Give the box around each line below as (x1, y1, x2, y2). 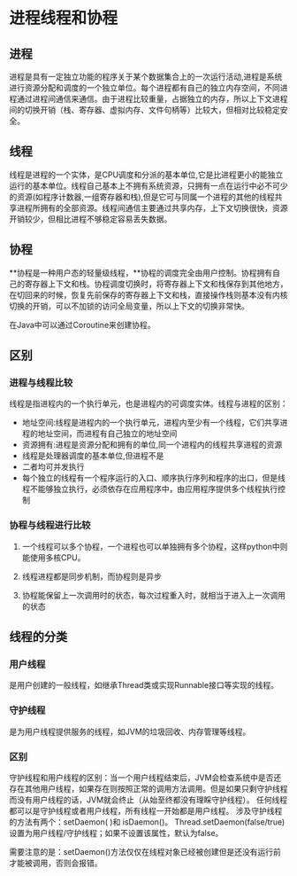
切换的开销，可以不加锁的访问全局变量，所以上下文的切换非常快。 (9, 301, 249, 311)
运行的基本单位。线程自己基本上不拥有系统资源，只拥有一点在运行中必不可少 (9, 180, 288, 191)
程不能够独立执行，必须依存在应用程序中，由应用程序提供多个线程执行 (21, 484, 278, 495)
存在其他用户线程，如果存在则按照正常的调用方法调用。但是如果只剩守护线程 (9, 783, 288, 794)
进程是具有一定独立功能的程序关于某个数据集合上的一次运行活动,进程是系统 (9, 72, 283, 82)
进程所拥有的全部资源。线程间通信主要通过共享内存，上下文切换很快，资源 (16, 202, 288, 213)
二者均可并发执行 (21, 462, 85, 473)
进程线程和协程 (9, 8, 118, 28)
